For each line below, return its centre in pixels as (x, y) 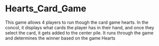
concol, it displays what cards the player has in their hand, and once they (80, 27)
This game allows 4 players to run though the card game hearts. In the (77, 22)
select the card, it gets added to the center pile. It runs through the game (79, 33)
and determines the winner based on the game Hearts (60, 38)
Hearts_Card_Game (46, 9)
